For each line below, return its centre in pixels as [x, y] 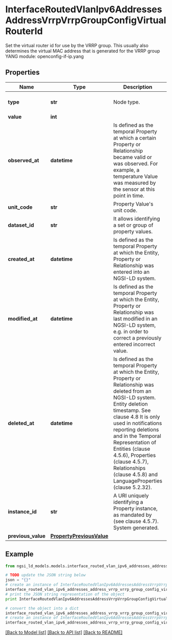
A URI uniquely [131, 495]
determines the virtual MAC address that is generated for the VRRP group [83, 51]
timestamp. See [132, 410]
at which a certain [135, 138]
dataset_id [21, 225]
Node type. [127, 102]
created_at [21, 259]
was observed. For [136, 164]
